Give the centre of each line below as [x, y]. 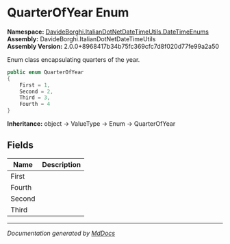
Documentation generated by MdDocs [61, 233]
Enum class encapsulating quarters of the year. [74, 59]
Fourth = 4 [35, 104]
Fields [21, 145]
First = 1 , [35, 85]
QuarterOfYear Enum [68, 13]
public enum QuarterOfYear [46, 72]
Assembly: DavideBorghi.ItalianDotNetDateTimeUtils [81, 38]
